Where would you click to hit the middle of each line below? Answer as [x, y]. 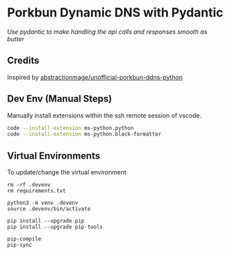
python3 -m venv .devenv [43, 203]
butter [16, 38]
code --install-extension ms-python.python [71, 128]
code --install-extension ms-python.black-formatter [84, 134]
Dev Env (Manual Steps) [60, 99]
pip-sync [20, 245]
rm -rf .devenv [29, 185]
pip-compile [24, 239]
